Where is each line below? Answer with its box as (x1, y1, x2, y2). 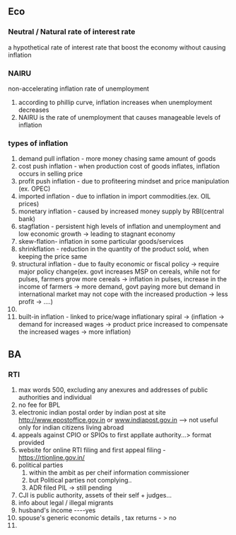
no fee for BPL (18, 400, 61, 409)
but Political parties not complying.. (28, 475, 132, 484)
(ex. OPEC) (18, 184, 51, 193)
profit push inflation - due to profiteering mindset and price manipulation (18, 177, 230, 186)
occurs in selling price (18, 169, 83, 178)
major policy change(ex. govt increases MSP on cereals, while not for (18, 267, 221, 276)
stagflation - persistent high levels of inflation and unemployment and (18, 223, 221, 231)
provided (18, 438, 45, 446)
